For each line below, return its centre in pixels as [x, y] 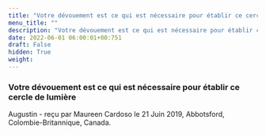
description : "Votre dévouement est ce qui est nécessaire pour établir [131, 30]
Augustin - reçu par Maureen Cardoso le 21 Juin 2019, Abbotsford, [116, 114]
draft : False [30, 45]
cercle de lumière [42, 97]
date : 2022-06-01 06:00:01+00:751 [65, 37]
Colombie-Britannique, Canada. [60, 122]
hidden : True [30, 52]
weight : [21, 60]
